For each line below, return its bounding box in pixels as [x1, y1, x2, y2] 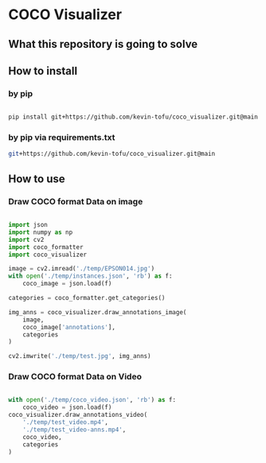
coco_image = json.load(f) [22, 280, 112, 288]
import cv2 [8, 235, 45, 243]
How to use [8, 172, 65, 185]
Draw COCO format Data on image [8, 196, 143, 207]
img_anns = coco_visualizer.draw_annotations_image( [8, 308, 187, 316]
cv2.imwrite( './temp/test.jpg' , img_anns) [8, 352, 151, 360]
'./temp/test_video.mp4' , [22, 418, 109, 426]
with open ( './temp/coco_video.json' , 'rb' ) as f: [8, 396, 177, 404]
